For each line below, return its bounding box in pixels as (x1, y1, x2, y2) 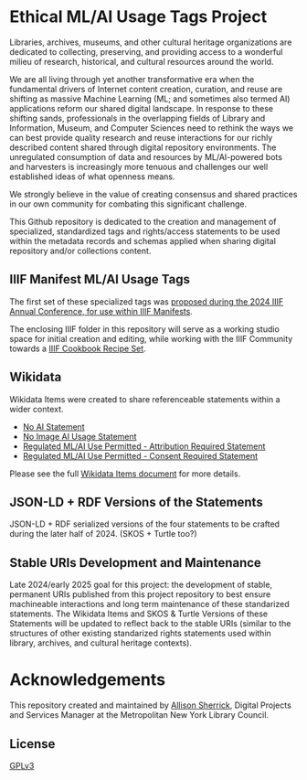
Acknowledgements (9, 669, 166, 690)
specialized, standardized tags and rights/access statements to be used (9, 226, 281, 237)
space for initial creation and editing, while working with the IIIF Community (9, 333, 293, 344)
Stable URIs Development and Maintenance (9, 555, 262, 571)
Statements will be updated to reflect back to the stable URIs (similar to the (9, 618, 291, 629)
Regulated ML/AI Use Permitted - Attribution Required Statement (22, 441, 266, 452)
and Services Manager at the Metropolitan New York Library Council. (9, 710, 270, 721)
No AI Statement (22, 421, 85, 432)
